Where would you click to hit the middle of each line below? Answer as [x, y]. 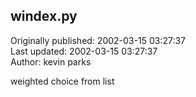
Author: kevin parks [51, 61]
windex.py [44, 16]
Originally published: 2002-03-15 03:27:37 [98, 40]
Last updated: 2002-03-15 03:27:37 [84, 51]
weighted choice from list [62, 81]
